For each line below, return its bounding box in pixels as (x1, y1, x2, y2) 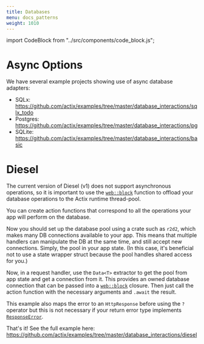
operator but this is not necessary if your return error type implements (6, 306, 182, 314)
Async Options (6, 58, 83, 71)
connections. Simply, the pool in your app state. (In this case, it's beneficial (6, 245, 194, 252)
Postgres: (15, 116, 39, 123)
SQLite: (15, 128, 34, 136)
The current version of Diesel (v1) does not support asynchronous (6, 182, 171, 190)
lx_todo (15, 109, 34, 116)
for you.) (6, 257, 28, 265)
